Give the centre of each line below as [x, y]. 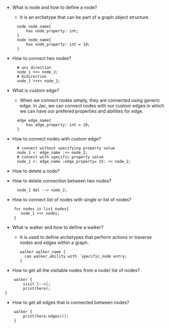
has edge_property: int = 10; [58, 125]
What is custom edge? [36, 90]
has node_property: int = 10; [58, 44]
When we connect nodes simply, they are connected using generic [90, 100]
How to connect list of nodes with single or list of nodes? [72, 200]
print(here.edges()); [46, 316]
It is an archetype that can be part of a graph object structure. [84, 17]
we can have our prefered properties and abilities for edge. [81, 111]
